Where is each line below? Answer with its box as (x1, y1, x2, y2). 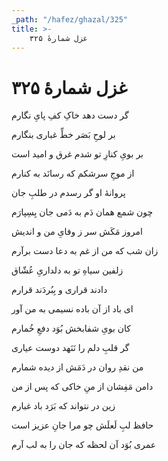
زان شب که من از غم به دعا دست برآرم (11, 245, 159, 257)
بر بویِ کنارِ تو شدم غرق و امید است (11, 148, 144, 160)
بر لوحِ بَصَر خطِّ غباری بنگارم (11, 129, 116, 141)
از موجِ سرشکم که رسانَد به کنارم (11, 167, 135, 180)
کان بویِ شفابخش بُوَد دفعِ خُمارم (11, 322, 132, 335)
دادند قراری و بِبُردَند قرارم (11, 284, 108, 296)
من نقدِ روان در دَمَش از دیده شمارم (11, 361, 144, 373)
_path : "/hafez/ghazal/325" (11, 14, 129, 25)
